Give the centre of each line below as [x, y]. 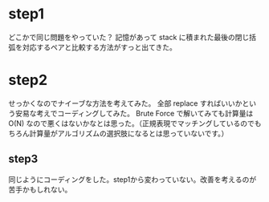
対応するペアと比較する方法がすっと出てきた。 [99, 47]
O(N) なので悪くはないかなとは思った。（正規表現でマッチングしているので [131, 123]
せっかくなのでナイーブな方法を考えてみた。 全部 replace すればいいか [125, 103]
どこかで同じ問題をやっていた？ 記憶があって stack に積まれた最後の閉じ [129, 37]
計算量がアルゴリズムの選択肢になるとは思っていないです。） [129, 133]
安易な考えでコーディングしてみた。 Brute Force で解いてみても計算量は [134, 113]
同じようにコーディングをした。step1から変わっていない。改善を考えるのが [132, 179]
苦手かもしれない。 [40, 189]
